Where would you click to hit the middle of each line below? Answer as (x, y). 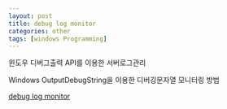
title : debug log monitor (52, 24)
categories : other (39, 31)
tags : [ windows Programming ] (58, 39)
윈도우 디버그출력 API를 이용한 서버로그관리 (77, 63)
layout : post (31, 16)
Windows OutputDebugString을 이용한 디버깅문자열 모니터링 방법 (114, 80)
